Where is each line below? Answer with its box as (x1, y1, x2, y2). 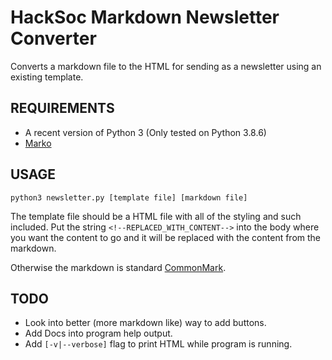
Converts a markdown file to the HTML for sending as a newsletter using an (10, 60, 322, 72)
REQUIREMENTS (10, 100, 115, 117)
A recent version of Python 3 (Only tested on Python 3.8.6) (24, 126, 267, 138)
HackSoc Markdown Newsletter (10, 6, 280, 29)
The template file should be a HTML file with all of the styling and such (10, 210, 302, 222)
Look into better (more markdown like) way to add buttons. (24, 317, 267, 329)
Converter (10, 27, 97, 50)
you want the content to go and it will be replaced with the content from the (10, 231, 322, 243)
